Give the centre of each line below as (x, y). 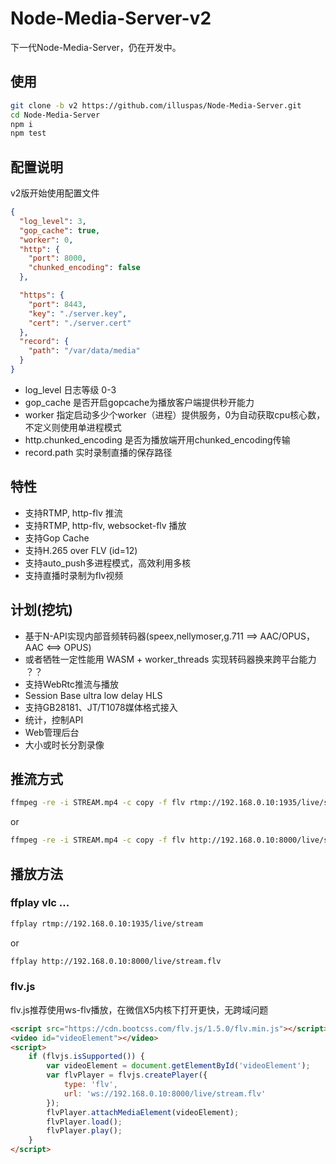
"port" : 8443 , (57, 304)
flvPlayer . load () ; (84, 1122)
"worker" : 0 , (46, 240)
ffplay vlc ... (40, 903)
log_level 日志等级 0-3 (70, 389)
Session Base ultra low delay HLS (93, 695)
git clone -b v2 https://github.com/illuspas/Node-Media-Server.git (156, 105)
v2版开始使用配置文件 (55, 193)
